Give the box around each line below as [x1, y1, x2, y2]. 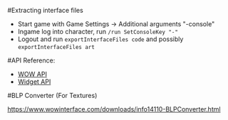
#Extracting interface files [7, 6, 83, 14]
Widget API [17, 77, 51, 86]
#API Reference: [7, 56, 56, 65]
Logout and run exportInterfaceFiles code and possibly [17, 35, 184, 43]
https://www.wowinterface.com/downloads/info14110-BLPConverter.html [7, 105, 221, 113]
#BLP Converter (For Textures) [7, 92, 98, 99]
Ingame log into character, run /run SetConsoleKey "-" [17, 28, 178, 36]
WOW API [17, 70, 48, 78]
